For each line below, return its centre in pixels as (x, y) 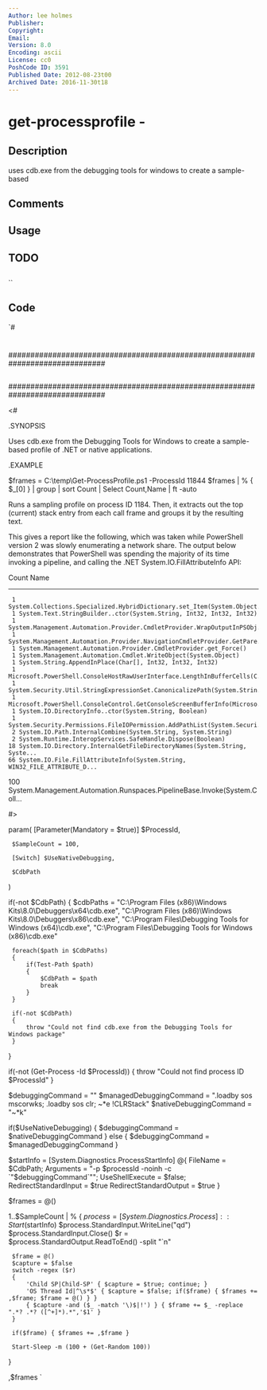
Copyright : (26, 30)
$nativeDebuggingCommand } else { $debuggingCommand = (109, 1137)
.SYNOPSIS (27, 426)
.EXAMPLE (26, 465)
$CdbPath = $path (69, 979)
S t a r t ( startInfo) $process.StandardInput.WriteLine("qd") (100, 1225)
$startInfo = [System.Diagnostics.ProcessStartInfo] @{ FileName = (117, 1161)
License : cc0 (30, 61)
